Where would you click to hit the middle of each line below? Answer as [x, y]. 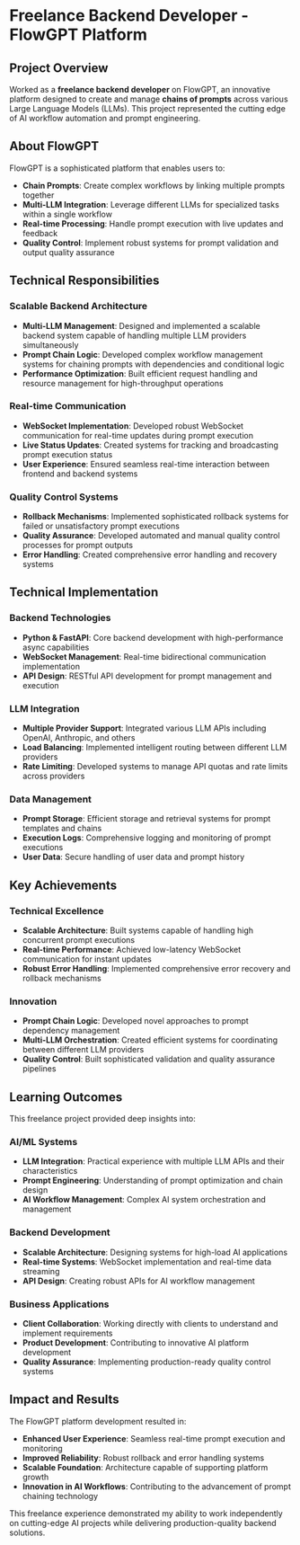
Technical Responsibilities [84, 281]
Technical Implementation [84, 593]
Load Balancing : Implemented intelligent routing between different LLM [154, 748]
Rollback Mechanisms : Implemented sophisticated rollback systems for [155, 517]
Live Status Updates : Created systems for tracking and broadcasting [150, 445]
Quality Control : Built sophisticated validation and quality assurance [149, 1059]
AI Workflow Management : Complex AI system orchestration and [144, 1200]
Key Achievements [63, 885]
